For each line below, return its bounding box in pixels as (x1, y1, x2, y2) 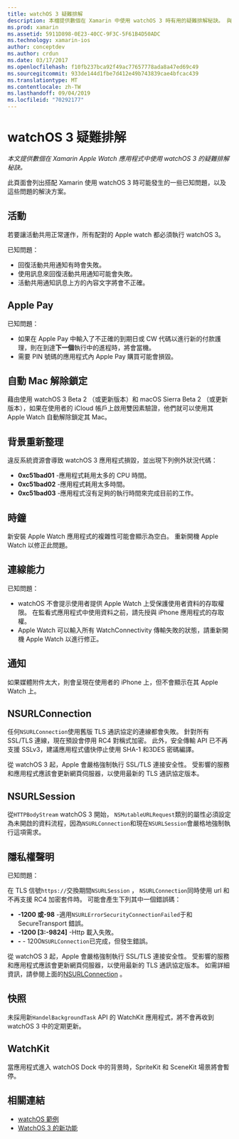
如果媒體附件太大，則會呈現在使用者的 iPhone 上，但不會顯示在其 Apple (7, 678, 218, 686)
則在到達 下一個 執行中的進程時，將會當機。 (30, 343, 155, 352)
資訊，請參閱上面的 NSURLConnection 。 (7, 970, 127, 979)
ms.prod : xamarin (7, 23, 59, 31)
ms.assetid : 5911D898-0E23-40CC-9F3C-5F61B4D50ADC (7, 30, 161, 38)
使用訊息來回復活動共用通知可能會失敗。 (17, 269, 137, 278)
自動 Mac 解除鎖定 (7, 374, 88, 387)
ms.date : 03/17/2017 (7, 57, 69, 64)
